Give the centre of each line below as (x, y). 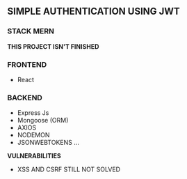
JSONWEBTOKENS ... (48, 143)
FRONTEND (27, 64)
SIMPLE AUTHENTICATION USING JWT (94, 11)
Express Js (33, 113)
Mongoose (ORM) (43, 120)
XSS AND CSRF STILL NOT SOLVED (68, 169)
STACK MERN (31, 31)
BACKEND (25, 98)
